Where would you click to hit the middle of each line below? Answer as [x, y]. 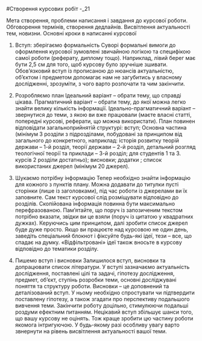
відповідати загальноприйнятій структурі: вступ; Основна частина [101, 127]
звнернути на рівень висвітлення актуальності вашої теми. [91, 331]
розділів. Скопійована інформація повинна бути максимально [95, 204]
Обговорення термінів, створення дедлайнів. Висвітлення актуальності [98, 27]
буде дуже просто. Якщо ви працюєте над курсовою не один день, [102, 229]
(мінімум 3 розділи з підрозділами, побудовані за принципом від [99, 134]
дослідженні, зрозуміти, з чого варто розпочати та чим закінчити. [100, 84]
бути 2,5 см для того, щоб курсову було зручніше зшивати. [91, 64]
